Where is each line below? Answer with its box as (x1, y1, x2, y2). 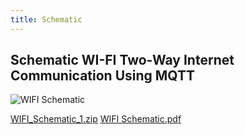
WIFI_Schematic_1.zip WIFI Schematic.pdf (10, 113, 182, 125)
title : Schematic (10, 14, 83, 25)
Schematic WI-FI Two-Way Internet (10, 52, 235, 69)
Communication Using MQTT (10, 67, 196, 85)
